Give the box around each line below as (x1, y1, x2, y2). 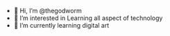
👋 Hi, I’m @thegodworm (13, 7, 82, 15)
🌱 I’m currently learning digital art (13, 21, 110, 29)
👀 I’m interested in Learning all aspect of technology (13, 14, 163, 22)
